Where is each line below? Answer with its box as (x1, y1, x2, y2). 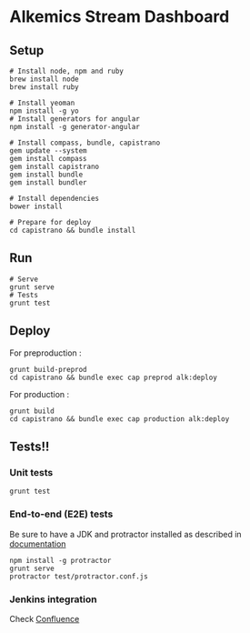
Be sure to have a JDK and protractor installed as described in (9, 528, 243, 539)
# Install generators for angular (9, 115, 141, 124)
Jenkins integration (9, 593, 97, 606)
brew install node (9, 75, 79, 84)
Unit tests (9, 466, 54, 478)
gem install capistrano (9, 162, 100, 171)
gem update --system (9, 146, 88, 156)
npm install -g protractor (9, 556, 112, 565)
